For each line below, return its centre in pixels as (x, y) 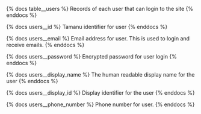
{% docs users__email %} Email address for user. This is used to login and (98, 38)
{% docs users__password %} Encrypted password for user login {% (92, 56)
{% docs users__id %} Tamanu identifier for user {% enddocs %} (87, 27)
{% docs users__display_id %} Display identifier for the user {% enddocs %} (100, 93)
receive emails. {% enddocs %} (45, 45)
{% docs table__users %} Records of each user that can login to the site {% (100, 9)
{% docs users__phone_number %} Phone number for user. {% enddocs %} (100, 104)
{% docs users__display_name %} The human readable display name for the (100, 74)
